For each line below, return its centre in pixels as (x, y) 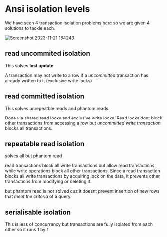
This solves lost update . (30, 65)
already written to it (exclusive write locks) (49, 80)
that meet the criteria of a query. (38, 196)
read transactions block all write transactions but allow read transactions (80, 166)
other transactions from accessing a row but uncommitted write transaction (83, 123)
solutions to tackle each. (30, 28)
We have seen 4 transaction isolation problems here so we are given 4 (77, 23)
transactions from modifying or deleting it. (48, 181)
